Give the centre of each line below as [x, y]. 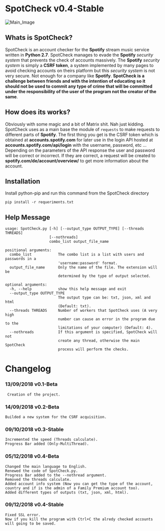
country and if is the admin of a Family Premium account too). [72, 488]
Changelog [28, 369]
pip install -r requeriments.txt [39, 202]
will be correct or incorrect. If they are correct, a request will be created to [81, 155]
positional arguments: [28, 250]
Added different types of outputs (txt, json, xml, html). [67, 492]
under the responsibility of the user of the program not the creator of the [81, 91]
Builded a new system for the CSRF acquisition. [56, 417]
